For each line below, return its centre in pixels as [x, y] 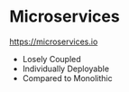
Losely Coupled [51, 59]
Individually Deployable [66, 69]
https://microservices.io [54, 41]
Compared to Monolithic [67, 78]
